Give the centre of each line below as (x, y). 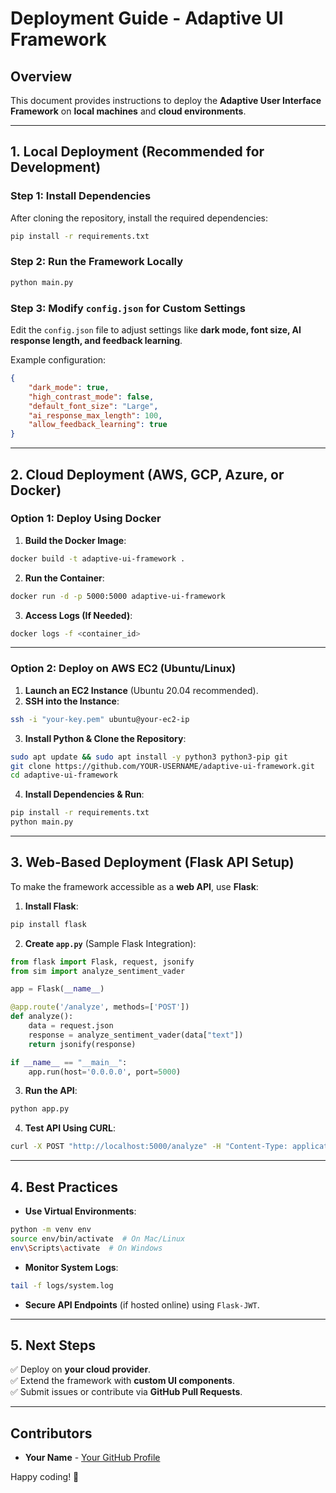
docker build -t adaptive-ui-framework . (98, 558)
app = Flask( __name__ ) (57, 989)
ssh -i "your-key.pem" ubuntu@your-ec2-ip (100, 719)
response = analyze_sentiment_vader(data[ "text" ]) (136, 1035)
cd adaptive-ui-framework (64, 775)
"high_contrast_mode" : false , (91, 397)
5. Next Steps (53, 1345)
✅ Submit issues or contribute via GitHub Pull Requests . (126, 1392)
